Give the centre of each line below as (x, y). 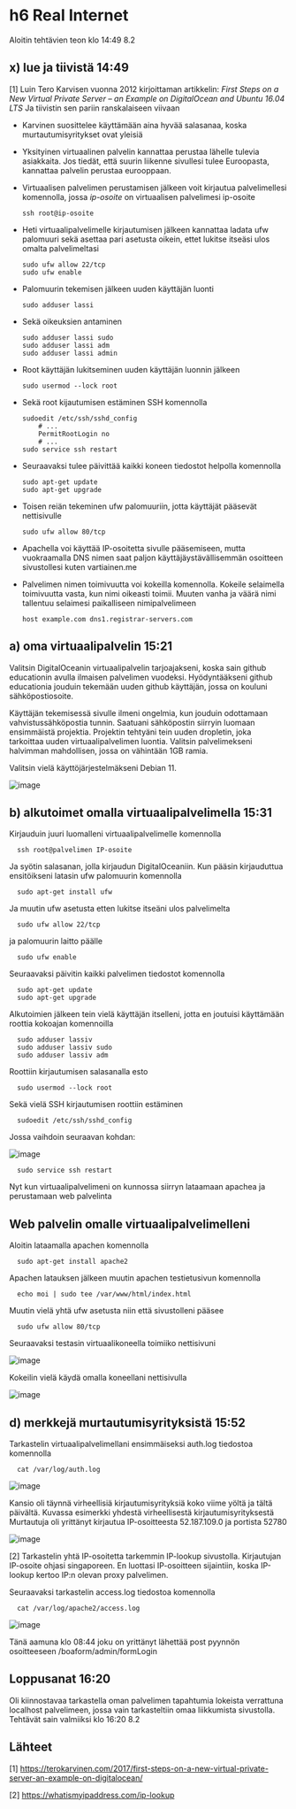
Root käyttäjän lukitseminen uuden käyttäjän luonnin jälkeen (131, 369)
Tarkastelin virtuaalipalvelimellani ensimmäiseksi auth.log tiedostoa (131, 1444)
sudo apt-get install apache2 (72, 1262)
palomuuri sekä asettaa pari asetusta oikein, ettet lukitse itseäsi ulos (146, 239)
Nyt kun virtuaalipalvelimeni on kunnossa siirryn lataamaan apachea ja (137, 1187)
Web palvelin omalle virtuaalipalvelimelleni (130, 1224)
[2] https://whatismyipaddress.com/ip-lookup (92, 1795)
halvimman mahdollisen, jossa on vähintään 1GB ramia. (109, 751)
